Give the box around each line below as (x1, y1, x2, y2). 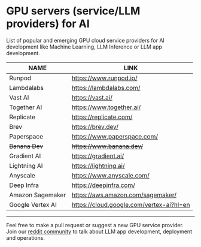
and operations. (6, 234, 45, 241)
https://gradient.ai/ (71, 152, 124, 160)
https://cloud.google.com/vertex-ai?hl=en (71, 200, 190, 209)
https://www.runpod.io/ (71, 74, 138, 82)
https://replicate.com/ (71, 113, 133, 121)
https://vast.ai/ (71, 93, 112, 101)
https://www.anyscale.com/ (71, 171, 150, 179)
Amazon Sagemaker (9, 191, 66, 199)
